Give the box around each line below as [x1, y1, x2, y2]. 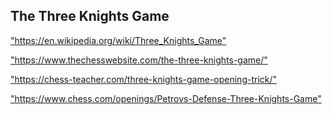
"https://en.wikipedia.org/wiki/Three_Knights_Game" [10, 34, 227, 46]
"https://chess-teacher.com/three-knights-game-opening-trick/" [10, 73, 278, 85]
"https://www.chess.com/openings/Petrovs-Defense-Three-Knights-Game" [10, 92, 322, 104]
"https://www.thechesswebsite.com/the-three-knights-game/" [10, 54, 268, 66]
